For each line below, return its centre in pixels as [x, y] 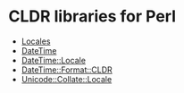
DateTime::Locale [54, 60]
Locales [36, 41]
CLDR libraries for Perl [92, 17]
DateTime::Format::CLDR [67, 70]
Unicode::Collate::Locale [67, 79]
